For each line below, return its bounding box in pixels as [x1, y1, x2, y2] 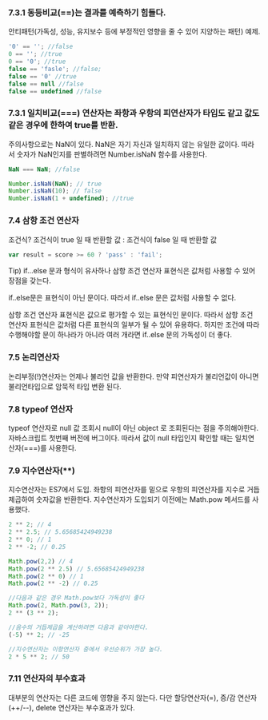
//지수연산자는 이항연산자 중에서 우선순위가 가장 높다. [8, 645, 163, 653]
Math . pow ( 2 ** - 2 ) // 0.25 [8, 579, 98, 588]
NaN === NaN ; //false [8, 165, 81, 173]
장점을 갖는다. [8, 276, 52, 285]
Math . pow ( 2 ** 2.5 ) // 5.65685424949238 [8, 565, 146, 573]
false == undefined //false [8, 87, 102, 95]
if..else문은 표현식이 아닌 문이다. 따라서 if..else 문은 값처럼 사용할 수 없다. [8, 293, 237, 303]
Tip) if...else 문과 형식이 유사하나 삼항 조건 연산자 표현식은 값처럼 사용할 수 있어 [8, 266, 256, 276]
